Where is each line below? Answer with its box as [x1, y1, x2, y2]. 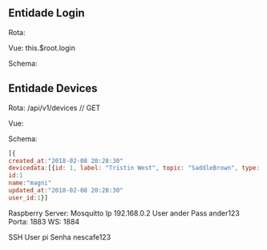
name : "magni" [8, 179, 52, 187]
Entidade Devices [8, 81, 98, 95]
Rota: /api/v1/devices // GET [8, 103, 101, 113]
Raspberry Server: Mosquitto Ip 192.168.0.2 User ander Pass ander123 [8, 208, 241, 218]
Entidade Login [8, 6, 86, 20]
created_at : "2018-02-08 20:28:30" [8, 157, 124, 165]
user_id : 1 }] [8, 193, 48, 202]
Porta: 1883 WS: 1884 [8, 216, 80, 226]
